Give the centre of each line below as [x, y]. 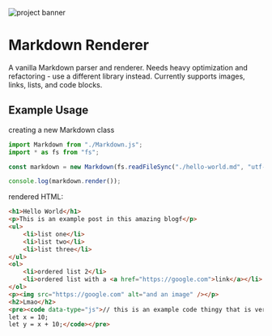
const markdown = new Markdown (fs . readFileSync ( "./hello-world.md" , [126, 167]
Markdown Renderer [79, 45]
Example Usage [49, 111]
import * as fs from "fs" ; [54, 152]
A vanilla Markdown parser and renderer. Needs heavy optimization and [128, 67]
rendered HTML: [36, 197]
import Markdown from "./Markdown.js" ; [76, 145]
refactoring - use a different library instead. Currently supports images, [127, 76]
